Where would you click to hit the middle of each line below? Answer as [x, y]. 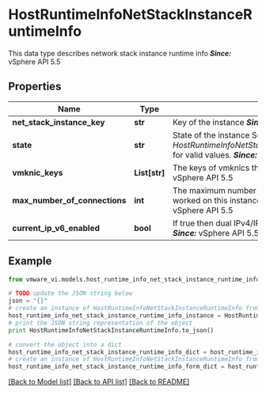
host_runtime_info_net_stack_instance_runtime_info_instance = [115, 316]
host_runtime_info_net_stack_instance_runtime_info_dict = [108, 352]
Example [30, 261]
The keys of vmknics [211, 168]
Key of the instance [209, 122]
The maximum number [215, 190]
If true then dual [202, 223]
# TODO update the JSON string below [70, 294]
